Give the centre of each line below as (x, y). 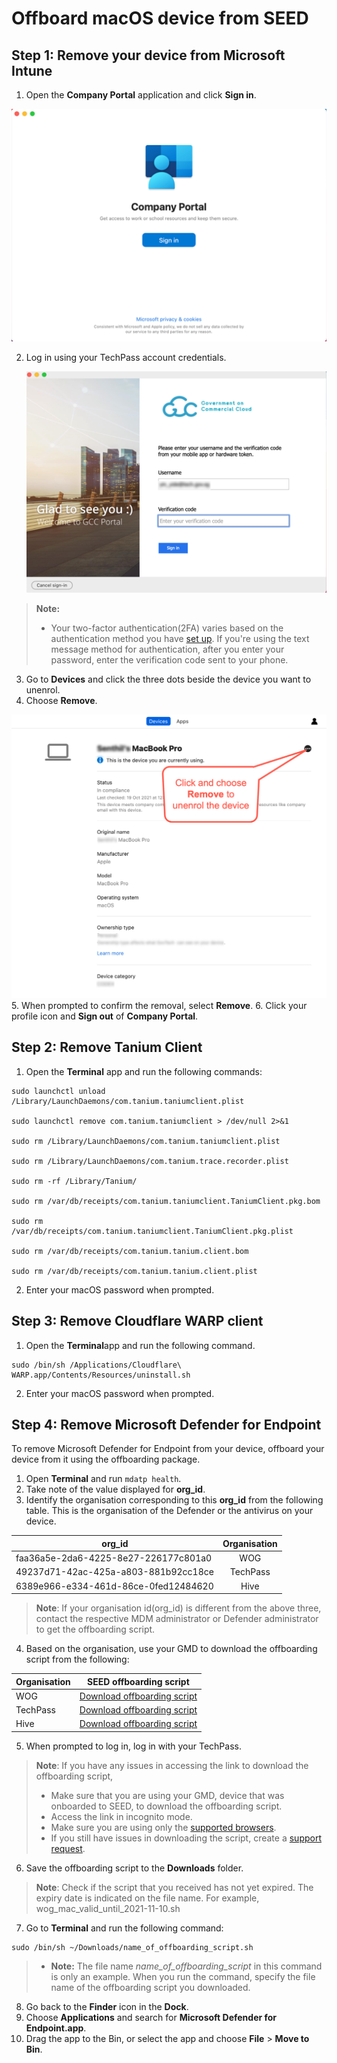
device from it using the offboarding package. (106, 1459)
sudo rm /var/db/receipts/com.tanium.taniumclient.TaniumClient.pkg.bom (166, 1201)
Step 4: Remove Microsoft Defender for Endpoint (166, 1424)
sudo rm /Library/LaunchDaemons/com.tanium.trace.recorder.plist (150, 1161)
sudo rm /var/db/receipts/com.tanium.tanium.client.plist (134, 1271)
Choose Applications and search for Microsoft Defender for (151, 2017)
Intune (32, 70)
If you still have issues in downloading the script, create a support (186, 1838)
